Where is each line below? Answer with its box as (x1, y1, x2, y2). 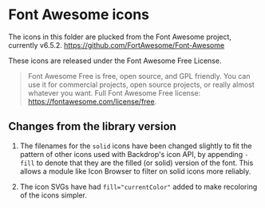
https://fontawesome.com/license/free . (27, 96, 157, 106)
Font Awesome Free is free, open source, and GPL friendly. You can (27, 71, 251, 80)
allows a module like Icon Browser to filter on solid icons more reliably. (19, 166, 251, 176)
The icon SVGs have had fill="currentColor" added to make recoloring (19, 182, 258, 191)
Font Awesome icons (8, 6, 150, 24)
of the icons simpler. (19, 190, 88, 200)
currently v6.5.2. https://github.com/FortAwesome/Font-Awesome (8, 40, 225, 49)
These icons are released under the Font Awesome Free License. (8, 56, 222, 65)
